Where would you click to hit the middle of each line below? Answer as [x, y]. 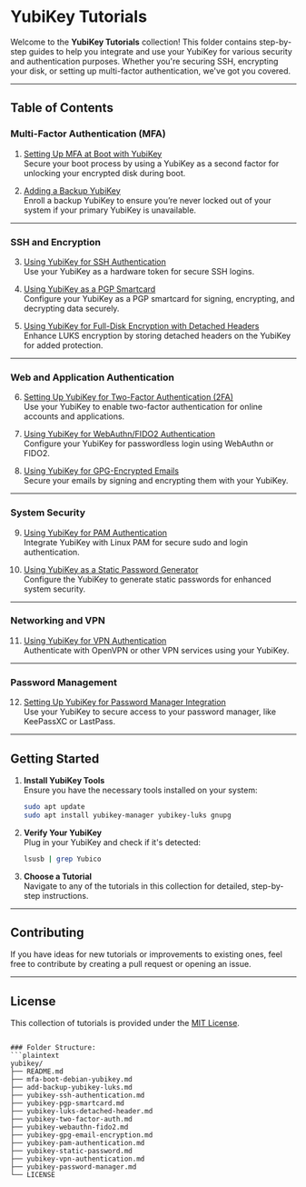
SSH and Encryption [55, 242]
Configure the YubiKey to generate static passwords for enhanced [147, 579]
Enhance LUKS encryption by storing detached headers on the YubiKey [157, 335]
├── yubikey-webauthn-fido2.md [69, 1127]
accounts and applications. [74, 416]
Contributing [47, 932]
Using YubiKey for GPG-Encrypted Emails [101, 471]
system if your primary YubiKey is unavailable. [110, 210]
